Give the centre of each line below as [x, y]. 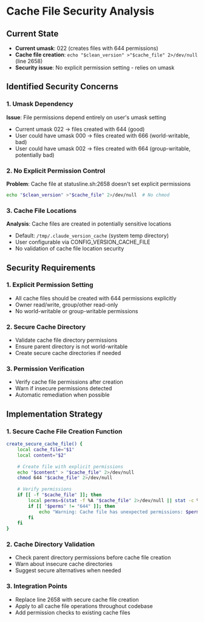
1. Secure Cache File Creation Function [64, 431]
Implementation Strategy [55, 414]
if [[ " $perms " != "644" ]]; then [72, 506]
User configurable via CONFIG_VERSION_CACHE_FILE [83, 242]
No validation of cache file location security [70, 249]
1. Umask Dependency [40, 104]
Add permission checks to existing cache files [73, 612]
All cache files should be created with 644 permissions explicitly [96, 298]
